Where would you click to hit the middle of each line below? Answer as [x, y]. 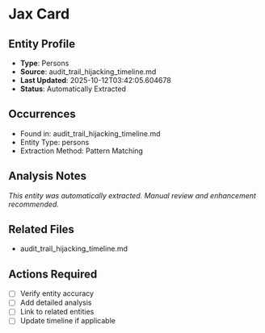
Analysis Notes [48, 176]
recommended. [34, 204]
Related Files [42, 229]
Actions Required [53, 274]
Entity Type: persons [55, 142]
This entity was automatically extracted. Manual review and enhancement [132, 195]
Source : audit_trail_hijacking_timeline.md [88, 72]
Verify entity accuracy [57, 293]
